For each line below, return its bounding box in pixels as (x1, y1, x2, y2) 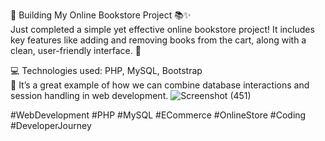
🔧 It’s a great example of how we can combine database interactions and (10, 79, 310, 91)
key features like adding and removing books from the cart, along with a (10, 34, 307, 46)
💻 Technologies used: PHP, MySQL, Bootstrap (10, 65, 203, 76)
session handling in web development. (10, 90, 169, 101)
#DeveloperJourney (10, 120, 92, 131)
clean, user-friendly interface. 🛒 (10, 45, 142, 56)
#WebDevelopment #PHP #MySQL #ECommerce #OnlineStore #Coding (10, 109, 307, 121)
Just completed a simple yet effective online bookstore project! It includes (10, 24, 315, 35)
